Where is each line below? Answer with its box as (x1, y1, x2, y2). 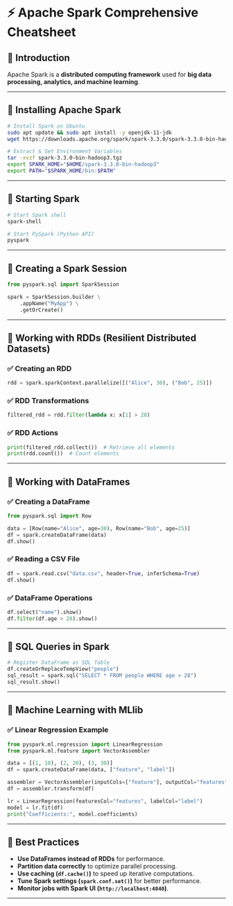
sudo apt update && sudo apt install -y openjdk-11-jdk (7, 129, 172, 136)
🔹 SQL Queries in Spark (7, 641, 110, 653)
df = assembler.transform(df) (7, 785, 95, 792)
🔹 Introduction (7, 52, 71, 64)
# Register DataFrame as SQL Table (7, 659, 110, 666)
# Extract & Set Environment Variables (7, 148, 123, 155)
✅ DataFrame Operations (7, 593, 93, 603)
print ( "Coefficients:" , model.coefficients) (7, 810, 138, 818)
